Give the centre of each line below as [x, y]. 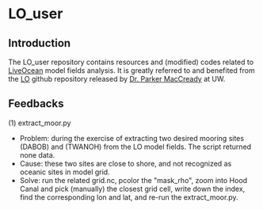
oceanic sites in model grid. [65, 172]
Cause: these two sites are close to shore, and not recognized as [126, 163]
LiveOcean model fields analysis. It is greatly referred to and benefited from [131, 71]
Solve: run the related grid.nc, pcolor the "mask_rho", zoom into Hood [133, 180]
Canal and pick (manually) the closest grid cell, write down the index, [132, 189]
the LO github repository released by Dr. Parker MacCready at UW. [117, 79]
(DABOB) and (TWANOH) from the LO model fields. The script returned [135, 147]
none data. [37, 155]
